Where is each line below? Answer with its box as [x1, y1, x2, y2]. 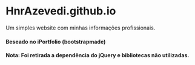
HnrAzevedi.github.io [5, 4, 116, 18]
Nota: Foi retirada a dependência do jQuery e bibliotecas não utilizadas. [5, 52, 190, 59]
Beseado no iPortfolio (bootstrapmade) [5, 38, 106, 45]
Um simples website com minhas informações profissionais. [5, 24, 156, 31]
